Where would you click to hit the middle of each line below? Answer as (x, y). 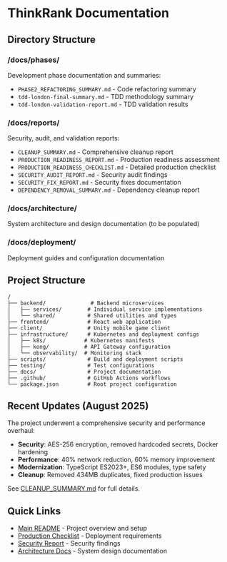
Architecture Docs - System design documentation (92, 551)
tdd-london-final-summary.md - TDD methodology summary (106, 96)
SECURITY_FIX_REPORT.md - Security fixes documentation (99, 183)
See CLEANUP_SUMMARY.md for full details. (74, 489)
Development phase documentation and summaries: (84, 75)
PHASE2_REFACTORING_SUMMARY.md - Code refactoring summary (107, 89)
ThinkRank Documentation (89, 13)
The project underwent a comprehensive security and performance (106, 423)
